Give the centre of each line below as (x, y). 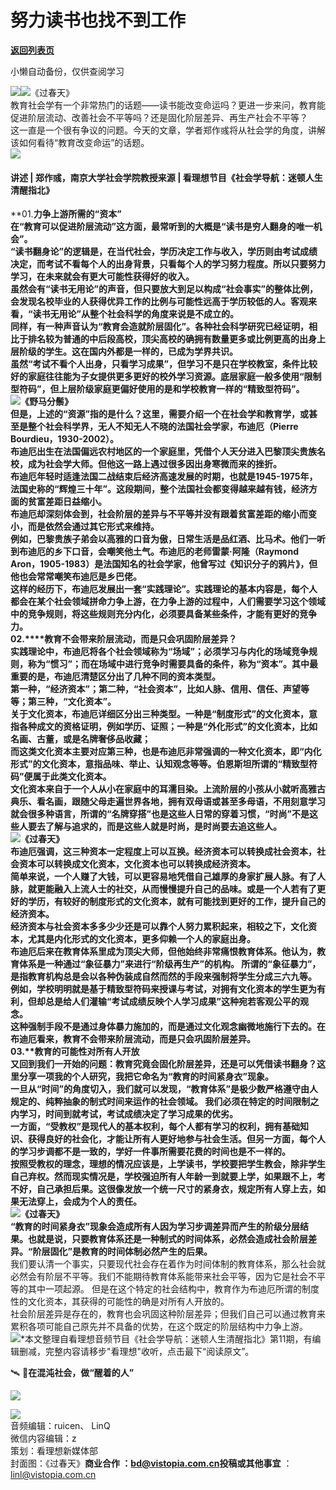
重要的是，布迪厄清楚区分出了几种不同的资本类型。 (115, 677)
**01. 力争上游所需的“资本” (66, 214)
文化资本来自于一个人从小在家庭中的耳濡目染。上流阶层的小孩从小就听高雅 (163, 789)
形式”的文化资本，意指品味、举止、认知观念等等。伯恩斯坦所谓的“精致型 (160, 764)
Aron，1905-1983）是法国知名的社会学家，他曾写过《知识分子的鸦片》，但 (164, 564)
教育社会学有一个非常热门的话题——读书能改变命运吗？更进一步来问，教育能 (168, 105)
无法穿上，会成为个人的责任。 (80, 1202)
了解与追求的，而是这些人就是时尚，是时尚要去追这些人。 (163, 827)
